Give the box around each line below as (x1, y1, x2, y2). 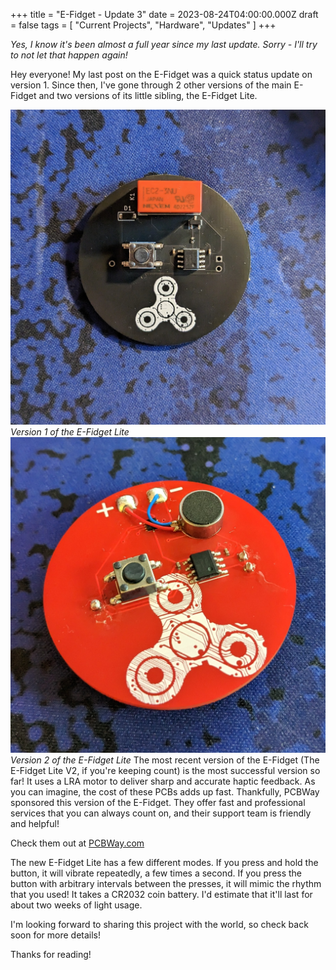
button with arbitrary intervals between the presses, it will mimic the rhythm (10, 877, 322, 889)
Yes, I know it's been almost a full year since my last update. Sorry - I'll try (10, 39, 318, 50)
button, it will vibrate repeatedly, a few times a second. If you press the (10, 867, 303, 879)
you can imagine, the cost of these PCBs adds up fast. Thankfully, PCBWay (10, 785, 320, 798)
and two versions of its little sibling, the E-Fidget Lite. (38, 90, 258, 101)
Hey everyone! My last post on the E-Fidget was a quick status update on (10, 69, 313, 80)
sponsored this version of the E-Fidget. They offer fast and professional (10, 796, 306, 808)
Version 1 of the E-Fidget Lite (10, 426, 130, 438)
